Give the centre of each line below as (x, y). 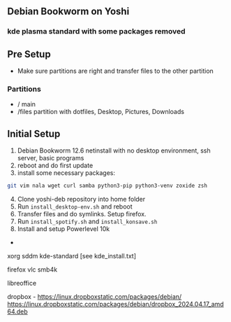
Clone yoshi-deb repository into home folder (81, 199)
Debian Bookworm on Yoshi (68, 12)
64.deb (17, 311)
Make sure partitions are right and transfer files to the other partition (115, 71)
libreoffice (22, 283)
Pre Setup (29, 54)
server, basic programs (51, 158)
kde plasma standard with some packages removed (97, 31)
